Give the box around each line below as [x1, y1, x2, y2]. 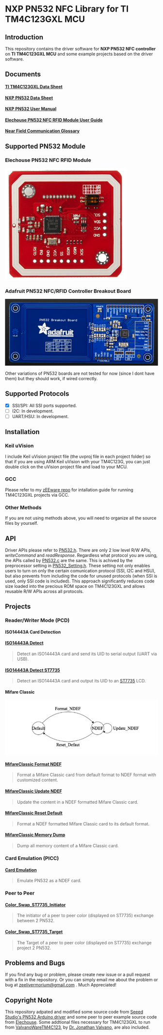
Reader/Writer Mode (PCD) [5, 617, 70, 624]
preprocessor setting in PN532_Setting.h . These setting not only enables [5, 563, 150, 568]
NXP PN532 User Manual [5, 106, 57, 112]
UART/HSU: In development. [12, 413, 69, 419]
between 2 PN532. [16, 918, 55, 923]
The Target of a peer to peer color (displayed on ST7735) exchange [16, 939, 152, 945]
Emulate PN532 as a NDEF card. [16, 878, 81, 884]
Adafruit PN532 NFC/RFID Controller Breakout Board [5, 288, 131, 294]
